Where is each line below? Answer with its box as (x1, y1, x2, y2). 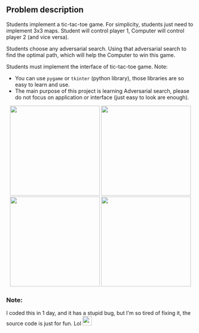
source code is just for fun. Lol (6, 320, 82, 327)
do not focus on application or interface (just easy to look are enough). (14, 93, 189, 101)
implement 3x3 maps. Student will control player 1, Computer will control (6, 27, 185, 34)
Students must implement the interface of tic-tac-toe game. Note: (6, 63, 168, 70)
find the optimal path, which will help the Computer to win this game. (6, 51, 176, 59)
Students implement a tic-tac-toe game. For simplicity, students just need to (6, 20, 194, 28)
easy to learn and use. (14, 81, 70, 88)
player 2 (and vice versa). (6, 33, 69, 41)
